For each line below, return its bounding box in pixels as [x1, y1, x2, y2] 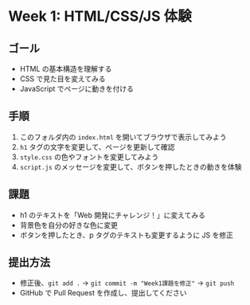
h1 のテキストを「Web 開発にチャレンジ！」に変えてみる [19, 210, 205, 220]
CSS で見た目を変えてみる [19, 74, 106, 84]
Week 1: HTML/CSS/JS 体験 [8, 7, 193, 25]
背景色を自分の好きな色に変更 [19, 220, 118, 229]
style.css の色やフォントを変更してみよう [19, 152, 159, 162]
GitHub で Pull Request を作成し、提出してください [19, 288, 187, 298]
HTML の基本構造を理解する [19, 65, 112, 73]
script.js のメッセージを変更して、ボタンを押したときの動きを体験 [19, 162, 242, 171]
